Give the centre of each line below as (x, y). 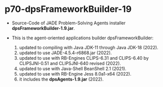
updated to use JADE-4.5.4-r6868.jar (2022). (65, 53)
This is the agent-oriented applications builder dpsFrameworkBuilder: (82, 38)
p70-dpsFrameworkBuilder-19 (68, 9)
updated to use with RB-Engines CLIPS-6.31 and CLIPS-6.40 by (84, 58)
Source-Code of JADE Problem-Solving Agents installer (69, 23)
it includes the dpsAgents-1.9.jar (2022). (61, 79)
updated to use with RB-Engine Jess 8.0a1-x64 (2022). (75, 74)
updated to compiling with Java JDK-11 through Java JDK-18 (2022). (89, 47)
